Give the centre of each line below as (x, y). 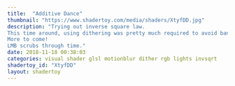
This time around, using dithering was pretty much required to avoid (112, 33)
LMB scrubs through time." (47, 46)
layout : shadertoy (34, 71)
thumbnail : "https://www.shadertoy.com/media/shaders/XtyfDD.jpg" (106, 20)
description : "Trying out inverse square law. (76, 26)
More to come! (28, 40)
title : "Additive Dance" (45, 14)
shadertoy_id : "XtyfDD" (42, 65)
